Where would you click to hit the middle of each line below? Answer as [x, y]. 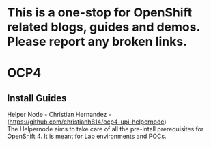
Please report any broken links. [97, 42]
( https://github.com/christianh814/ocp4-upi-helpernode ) [87, 122]
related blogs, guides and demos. [103, 27]
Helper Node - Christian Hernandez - [59, 115]
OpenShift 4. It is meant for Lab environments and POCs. [87, 136]
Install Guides [37, 98]
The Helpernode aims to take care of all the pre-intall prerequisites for [105, 129]
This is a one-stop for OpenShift [100, 13]
